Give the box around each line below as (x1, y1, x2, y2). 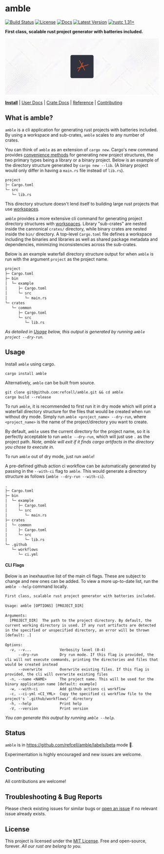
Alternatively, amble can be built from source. (5, 380, 95, 386)
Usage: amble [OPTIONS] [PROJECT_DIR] (5, 603, 84, 608)
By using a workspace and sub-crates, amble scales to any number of (5, 132, 145, 138)
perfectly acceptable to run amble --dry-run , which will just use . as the (5, 434, 150, 439)
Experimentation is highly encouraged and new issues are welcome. (5, 751, 143, 757)
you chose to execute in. (5, 444, 55, 450)
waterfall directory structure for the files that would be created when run (5, 408, 151, 414)
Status (5, 729, 26, 737)
